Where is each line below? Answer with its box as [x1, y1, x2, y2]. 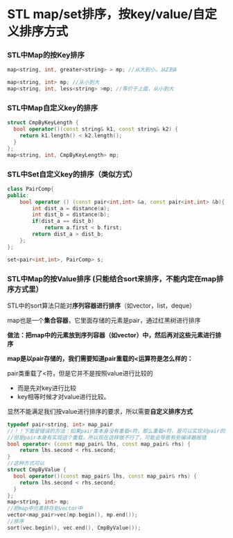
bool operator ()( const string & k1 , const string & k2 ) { [13, 126, 178, 133]
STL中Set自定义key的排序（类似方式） [7, 169, 137, 179]
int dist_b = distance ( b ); [32, 211, 110, 219]
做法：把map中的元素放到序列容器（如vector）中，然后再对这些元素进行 [7, 330, 216, 339]
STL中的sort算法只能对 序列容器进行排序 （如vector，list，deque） [7, 301, 196, 310]
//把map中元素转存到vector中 [7, 505, 83, 512]
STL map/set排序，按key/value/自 [7, 6, 205, 22]
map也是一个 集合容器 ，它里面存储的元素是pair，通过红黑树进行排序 [7, 316, 201, 324]
